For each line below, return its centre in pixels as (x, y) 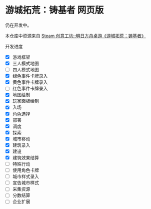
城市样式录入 (25, 176)
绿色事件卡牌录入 (30, 76)
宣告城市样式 (25, 183)
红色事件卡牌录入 (30, 89)
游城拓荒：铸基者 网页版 (54, 10)
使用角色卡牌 (25, 170)
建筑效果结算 (25, 157)
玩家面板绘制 (25, 101)
